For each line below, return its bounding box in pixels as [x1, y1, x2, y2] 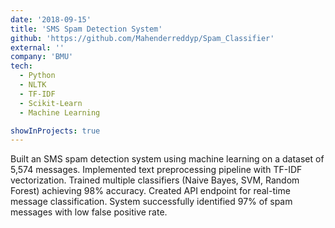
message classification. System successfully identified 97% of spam [10, 196, 293, 208]
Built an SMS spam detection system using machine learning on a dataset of [10, 153, 325, 165]
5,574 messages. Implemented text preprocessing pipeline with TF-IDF [10, 164, 303, 176]
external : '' [10, 42, 65, 53]
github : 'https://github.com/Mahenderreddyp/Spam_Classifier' [10, 33, 275, 43]
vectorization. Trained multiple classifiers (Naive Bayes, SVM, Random [10, 174, 300, 186]
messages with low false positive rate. [10, 206, 168, 218]
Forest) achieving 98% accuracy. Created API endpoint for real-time [10, 185, 291, 197]
